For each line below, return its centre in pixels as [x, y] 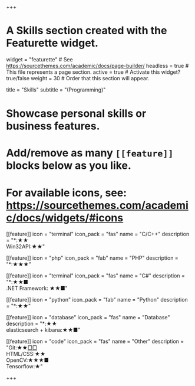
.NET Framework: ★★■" [37, 288]
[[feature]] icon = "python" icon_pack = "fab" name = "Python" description [97, 300]
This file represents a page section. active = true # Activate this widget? [93, 72]
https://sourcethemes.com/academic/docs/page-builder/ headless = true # [97, 66]
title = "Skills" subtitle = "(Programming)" [56, 90]
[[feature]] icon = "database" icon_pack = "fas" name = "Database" [88, 318]
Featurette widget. [52, 43]
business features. [53, 126]
